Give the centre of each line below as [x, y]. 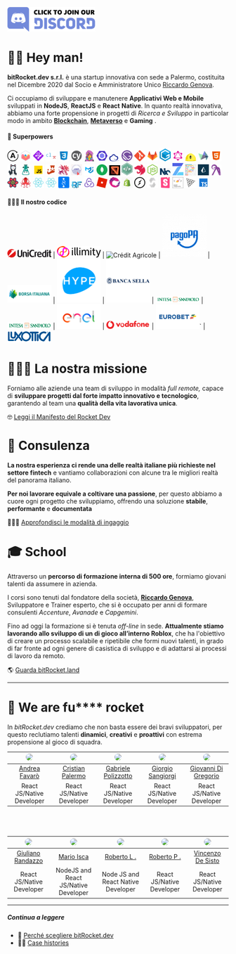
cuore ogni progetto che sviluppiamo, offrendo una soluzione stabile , [108, 501]
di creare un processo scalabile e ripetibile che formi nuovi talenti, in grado [116, 640]
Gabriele [118, 768]
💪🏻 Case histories [43, 943]
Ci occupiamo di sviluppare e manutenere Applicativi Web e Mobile [106, 98]
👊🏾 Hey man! [45, 58]
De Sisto [208, 860]
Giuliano [28, 853]
